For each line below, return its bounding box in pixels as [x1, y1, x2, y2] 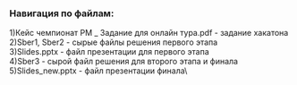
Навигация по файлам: [9, 7, 115, 20]
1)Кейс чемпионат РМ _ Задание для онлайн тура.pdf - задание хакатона [9, 28, 289, 38]
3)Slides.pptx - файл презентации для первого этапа [9, 47, 210, 57]
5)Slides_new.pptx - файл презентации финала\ [9, 65, 188, 76]
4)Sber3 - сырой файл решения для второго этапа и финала [9, 56, 239, 67]
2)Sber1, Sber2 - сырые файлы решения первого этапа [9, 37, 218, 47]
